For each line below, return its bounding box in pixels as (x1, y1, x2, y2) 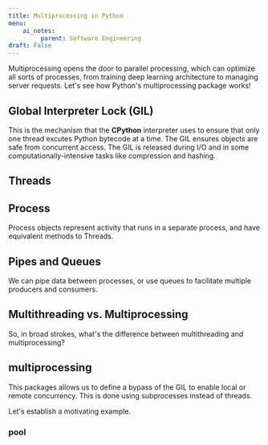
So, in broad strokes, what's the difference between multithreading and (8, 329, 244, 338)
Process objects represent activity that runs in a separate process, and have (8, 222, 261, 233)
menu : (8, 19, 26, 27)
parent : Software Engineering (40, 34, 142, 43)
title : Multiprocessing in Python (8, 11, 124, 20)
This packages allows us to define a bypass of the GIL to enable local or (8, 382, 246, 392)
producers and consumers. (8, 284, 98, 294)
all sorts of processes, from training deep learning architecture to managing (8, 72, 258, 82)
